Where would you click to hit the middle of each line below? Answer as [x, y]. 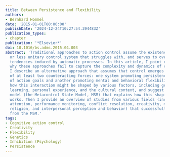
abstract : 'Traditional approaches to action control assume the [75, 52]
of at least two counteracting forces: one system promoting [76, 76]
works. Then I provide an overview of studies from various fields [82, 99]
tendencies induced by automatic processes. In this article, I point [86, 62]
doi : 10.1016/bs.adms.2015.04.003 [42, 48]
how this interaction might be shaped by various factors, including [84, 85]
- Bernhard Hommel [25, 19]
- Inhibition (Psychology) [34, 142]
